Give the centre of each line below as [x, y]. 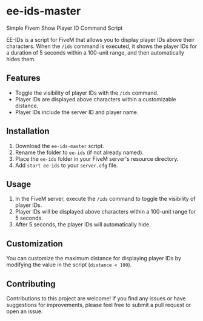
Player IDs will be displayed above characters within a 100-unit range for [105, 212]
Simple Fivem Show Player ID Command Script [65, 28]
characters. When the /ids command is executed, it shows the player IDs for [102, 46]
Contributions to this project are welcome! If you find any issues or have [96, 298]
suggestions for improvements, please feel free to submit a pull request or [99, 305]
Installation [28, 131]
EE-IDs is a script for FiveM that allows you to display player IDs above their [101, 39]
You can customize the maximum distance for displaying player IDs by [94, 258]
